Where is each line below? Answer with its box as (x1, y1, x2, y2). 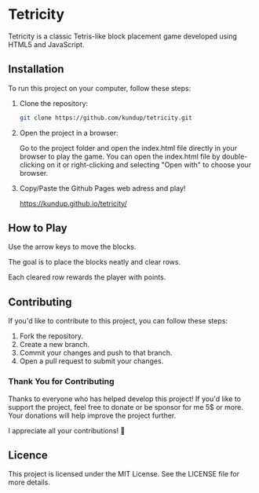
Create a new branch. (19, 340, 90, 349)
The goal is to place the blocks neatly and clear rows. (8, 257, 181, 267)
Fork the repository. (19, 331, 84, 341)
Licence (8, 448, 49, 462)
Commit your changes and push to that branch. (19, 348, 173, 358)
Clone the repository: (19, 98, 89, 108)
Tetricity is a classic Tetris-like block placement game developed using (8, 31, 238, 41)
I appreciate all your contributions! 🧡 (8, 425, 126, 435)
